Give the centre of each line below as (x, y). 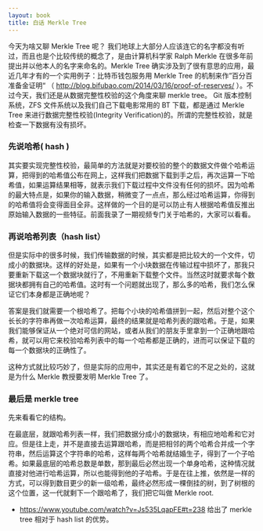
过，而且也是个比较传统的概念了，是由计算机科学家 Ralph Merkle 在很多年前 (131, 56)
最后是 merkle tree (43, 399)
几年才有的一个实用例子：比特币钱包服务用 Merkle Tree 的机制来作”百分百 (133, 75)
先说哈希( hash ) (39, 147)
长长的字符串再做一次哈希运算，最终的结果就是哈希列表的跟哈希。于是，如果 (131, 321)
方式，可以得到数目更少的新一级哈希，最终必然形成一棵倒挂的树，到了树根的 (131, 483)
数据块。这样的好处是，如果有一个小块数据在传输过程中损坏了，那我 (138, 265)
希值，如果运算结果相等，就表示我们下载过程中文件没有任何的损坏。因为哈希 (131, 184)
